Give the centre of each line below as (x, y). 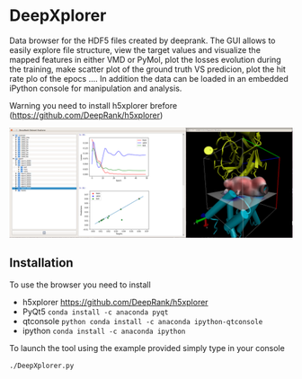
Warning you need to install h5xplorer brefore (93, 105)
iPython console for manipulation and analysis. (96, 88)
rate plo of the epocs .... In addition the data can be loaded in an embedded (149, 78)
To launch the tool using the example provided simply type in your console (147, 348)
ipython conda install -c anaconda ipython (104, 331)
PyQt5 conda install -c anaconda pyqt (95, 312)
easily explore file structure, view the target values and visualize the (135, 49)
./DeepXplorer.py (42, 366)
